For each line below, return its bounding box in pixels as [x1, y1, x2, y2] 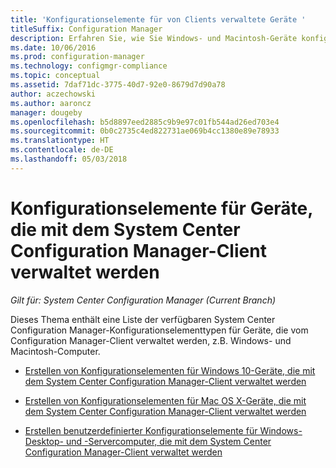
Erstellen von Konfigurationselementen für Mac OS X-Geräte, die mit [24, 394, 307, 406]
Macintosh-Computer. [10, 345, 101, 357]
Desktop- [24, 435, 64, 447]
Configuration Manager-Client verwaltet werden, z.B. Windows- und [10, 334, 292, 346]
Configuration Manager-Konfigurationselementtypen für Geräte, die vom [10, 324, 309, 336]
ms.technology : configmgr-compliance [10, 61, 168, 71]
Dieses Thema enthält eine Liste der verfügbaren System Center [10, 313, 276, 325]
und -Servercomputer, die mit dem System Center [65, 435, 272, 447]
